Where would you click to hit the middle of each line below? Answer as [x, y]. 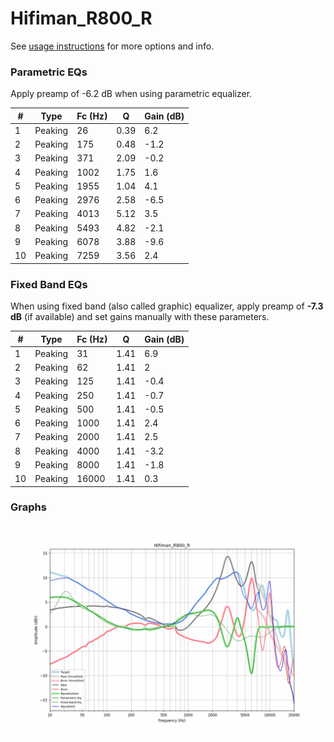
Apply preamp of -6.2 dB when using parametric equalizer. [131, 94]
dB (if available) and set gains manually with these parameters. [140, 317]
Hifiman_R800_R [81, 18]
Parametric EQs [49, 72]
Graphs [28, 507]
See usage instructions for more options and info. [112, 46]
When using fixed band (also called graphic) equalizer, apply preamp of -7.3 [167, 306]
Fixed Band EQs [49, 284]
